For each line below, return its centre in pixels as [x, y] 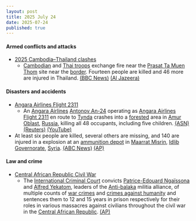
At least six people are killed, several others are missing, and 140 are [97, 136]
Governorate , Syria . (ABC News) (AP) [59, 148]
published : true [26, 28]
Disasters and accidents [36, 92]
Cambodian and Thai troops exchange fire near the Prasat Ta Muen [104, 65]
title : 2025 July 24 [31, 17]
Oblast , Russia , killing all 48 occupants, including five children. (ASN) [106, 123]
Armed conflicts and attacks [41, 46]
